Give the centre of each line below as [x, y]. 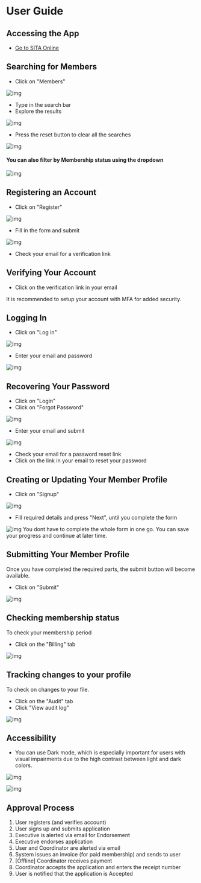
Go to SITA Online [37, 48]
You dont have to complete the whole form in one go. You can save [106, 529]
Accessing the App [43, 33]
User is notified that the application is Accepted [74, 874]
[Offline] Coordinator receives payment [63, 861]
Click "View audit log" [42, 707]
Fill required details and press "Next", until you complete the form [96, 518]
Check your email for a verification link [63, 253]
